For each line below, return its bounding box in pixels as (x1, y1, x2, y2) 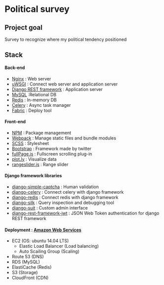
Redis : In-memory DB (11, 97, 57, 103)
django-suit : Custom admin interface (11, 205, 88, 211)
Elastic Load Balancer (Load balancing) (19, 243, 99, 249)
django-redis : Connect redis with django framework (11, 195, 119, 200)
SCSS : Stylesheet (11, 140, 49, 146)
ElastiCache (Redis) (11, 264, 52, 270)
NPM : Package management (11, 130, 72, 136)
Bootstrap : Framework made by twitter (11, 145, 92, 151)
